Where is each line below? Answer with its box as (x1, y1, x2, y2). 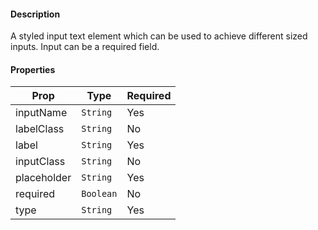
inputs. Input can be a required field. (10, 41, 160, 53)
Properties (10, 63, 56, 75)
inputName (15, 106, 68, 120)
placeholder (15, 171, 72, 185)
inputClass (15, 155, 66, 169)
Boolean (81, 188, 118, 200)
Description (10, 8, 61, 20)
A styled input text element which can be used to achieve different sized (10, 30, 308, 42)
